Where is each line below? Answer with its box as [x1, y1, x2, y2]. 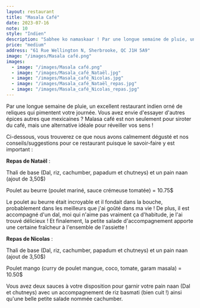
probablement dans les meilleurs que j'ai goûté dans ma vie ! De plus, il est [6, 204, 190, 211]
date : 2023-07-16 [6, 20, 49, 26]
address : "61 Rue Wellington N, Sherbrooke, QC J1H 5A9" [6, 48, 151, 54]
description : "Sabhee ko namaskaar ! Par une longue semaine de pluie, [6, 36, 187, 42]
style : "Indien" [6, 31, 46, 37]
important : [6, 145, 33, 153]
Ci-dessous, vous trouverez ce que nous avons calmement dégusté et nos [6, 133, 189, 140]
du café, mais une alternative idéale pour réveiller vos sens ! [6, 122, 154, 129]
